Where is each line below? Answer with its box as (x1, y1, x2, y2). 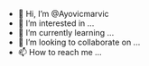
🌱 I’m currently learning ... (17, 28, 115, 37)
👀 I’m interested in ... (17, 18, 95, 29)
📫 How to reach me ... (17, 47, 102, 57)
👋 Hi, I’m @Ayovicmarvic (17, 9, 110, 19)
